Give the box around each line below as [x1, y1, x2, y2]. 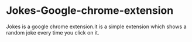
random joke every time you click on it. [6, 29, 100, 36]
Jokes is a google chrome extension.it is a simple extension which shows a [6, 23, 187, 30]
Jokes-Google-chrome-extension [6, 4, 174, 17]
